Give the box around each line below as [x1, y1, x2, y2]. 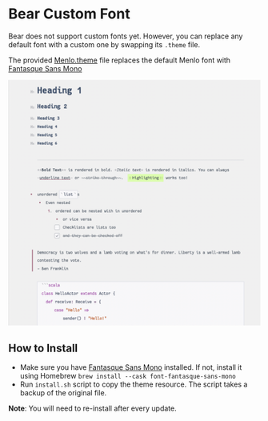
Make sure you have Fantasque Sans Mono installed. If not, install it [19, 362, 242, 372]
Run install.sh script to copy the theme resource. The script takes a [19, 379, 248, 389]
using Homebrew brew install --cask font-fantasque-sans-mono [19, 371, 236, 380]
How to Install [8, 341, 78, 355]
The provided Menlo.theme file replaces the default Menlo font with [8, 55, 230, 65]
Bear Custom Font [8, 5, 130, 23]
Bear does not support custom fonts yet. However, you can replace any [8, 31, 243, 41]
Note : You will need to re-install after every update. [8, 403, 178, 413]
